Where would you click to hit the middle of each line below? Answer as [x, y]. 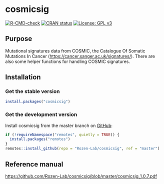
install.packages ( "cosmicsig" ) [38, 102]
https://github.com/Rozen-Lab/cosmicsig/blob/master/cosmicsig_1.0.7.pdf [81, 176]
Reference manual [34, 164]
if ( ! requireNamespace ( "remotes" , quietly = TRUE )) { [62, 134]
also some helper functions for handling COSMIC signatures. [67, 61]
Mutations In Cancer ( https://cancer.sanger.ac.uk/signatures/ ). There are [80, 56]
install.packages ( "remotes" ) [40, 139]
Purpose [19, 39]
